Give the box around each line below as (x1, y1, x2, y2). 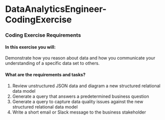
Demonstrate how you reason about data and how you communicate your (5, 55, 156, 61)
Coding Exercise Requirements (5, 32, 81, 39)
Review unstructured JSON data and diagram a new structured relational (12, 83, 161, 89)
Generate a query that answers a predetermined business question (12, 93, 150, 99)
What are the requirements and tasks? (5, 71, 86, 77)
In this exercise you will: (5, 44, 56, 50)
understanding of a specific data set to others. (5, 60, 100, 66)
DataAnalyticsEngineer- (5, 3, 107, 15)
